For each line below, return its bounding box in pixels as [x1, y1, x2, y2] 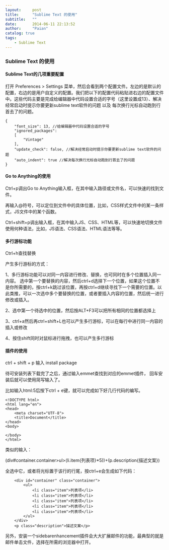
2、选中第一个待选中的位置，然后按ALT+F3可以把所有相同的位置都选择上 [5, 308, 156, 314]
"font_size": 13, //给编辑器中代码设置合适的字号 [14, 124, 110, 129]
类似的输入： [5, 447, 32, 453]
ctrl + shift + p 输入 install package [5, 360, 77, 366]
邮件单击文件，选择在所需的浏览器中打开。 [5, 539, 94, 545]
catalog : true [5, 31, 35, 36]
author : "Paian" [5, 26, 49, 31]
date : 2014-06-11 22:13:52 [5, 21, 75, 27]
